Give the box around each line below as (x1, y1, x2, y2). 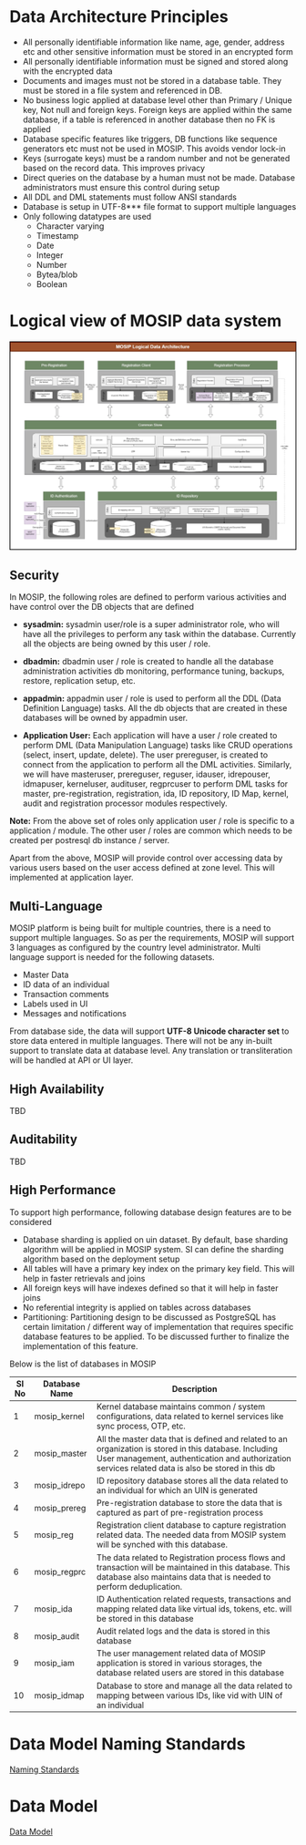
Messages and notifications (22, 1008, 127, 1019)
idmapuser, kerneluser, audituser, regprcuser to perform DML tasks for (22, 778, 289, 789)
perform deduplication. (97, 1581, 183, 1592)
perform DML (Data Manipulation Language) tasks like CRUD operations (22, 740, 293, 751)
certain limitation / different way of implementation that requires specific (22, 1321, 294, 1332)
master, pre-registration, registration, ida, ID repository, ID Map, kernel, (22, 789, 290, 799)
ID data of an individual (22, 979, 110, 990)
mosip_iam (34, 1657, 75, 1669)
